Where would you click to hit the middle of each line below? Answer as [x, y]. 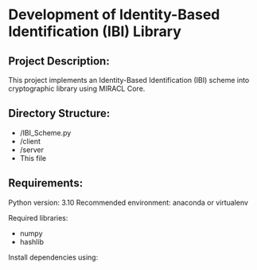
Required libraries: [38, 217]
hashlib [31, 241]
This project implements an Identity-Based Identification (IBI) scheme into [129, 80]
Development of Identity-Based [114, 15]
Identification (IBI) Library [95, 31]
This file [33, 158]
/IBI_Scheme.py [45, 132]
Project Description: [59, 61]
